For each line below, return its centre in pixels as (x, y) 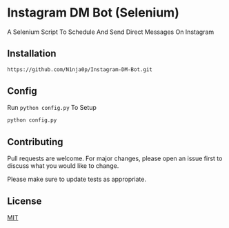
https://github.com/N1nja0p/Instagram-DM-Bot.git (80, 69)
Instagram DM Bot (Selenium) (93, 13)
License (24, 201)
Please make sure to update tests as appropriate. (77, 179)
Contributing (35, 142)
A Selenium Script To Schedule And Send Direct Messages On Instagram (111, 32)
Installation (32, 54)
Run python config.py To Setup (52, 108)
